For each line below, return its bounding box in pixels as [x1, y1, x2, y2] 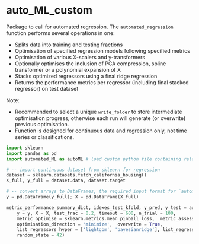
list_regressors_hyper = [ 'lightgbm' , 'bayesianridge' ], [17, 227, 161, 233]
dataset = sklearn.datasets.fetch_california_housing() [6, 172, 147, 178]
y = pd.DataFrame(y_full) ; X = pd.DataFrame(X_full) [6, 194, 139, 200]
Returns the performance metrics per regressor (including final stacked [14, 78, 189, 86]
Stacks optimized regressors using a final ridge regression [14, 72, 158, 80]
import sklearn [6, 145, 44, 151]
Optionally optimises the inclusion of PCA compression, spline [14, 60, 166, 67]
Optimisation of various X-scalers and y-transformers [14, 53, 146, 61]
